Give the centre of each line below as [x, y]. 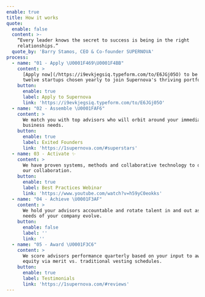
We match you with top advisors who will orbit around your [100, 120]
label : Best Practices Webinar [62, 188]
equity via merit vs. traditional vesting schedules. [92, 262]
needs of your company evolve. [62, 216]
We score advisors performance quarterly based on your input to [107, 256]
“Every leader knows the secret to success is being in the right [103, 40]
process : [17, 57]
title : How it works [33, 18]
